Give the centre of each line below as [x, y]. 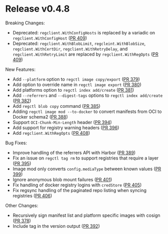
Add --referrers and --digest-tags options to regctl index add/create [88, 95]
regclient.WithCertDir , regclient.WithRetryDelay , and [70, 49]
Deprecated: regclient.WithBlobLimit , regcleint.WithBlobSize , [79, 43]
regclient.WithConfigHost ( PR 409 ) [50, 38]
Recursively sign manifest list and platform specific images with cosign [86, 215]
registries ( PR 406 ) [32, 196]
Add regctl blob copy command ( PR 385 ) [56, 106]
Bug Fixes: [16, 143]
